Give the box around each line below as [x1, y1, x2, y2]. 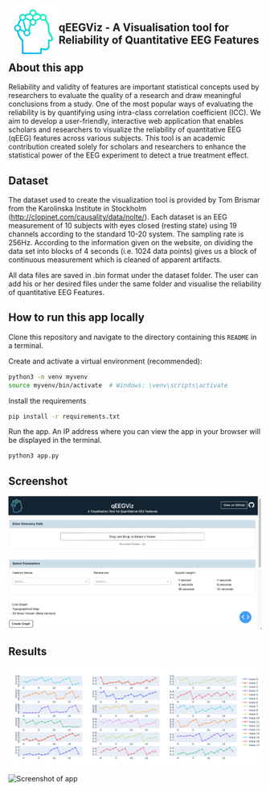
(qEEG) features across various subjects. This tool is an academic [8, 133, 226, 143]
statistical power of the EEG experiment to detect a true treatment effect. [8, 150, 249, 160]
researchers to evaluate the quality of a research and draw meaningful [8, 91, 242, 100]
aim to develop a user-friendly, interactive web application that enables [8, 117, 243, 126]
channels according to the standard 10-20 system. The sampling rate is [8, 229, 244, 239]
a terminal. [8, 340, 44, 350]
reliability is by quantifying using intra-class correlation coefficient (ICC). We [8, 108, 261, 117]
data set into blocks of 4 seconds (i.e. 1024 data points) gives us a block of [8, 247, 257, 256]
